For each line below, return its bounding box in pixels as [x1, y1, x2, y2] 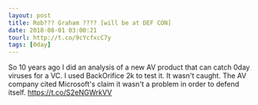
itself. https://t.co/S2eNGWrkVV [8, 88, 112, 97]
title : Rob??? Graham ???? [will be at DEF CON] [8, 19, 172, 27]
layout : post [8, 11, 51, 20]
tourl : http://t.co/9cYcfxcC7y [8, 33, 112, 42]
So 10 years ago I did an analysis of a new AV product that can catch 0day [8, 62, 251, 72]
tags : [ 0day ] [8, 41, 51, 49]
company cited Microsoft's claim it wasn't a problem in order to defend [8, 80, 240, 89]
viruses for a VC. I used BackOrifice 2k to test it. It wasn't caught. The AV [8, 71, 247, 81]
